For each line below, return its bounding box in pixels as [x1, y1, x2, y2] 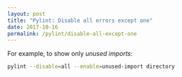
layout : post [7, 10, 46, 18]
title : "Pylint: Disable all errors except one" [7, 17, 153, 24]
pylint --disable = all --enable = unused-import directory [7, 63, 175, 71]
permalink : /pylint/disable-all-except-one [7, 30, 138, 37]
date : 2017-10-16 [7, 23, 59, 30]
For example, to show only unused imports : [7, 49, 133, 58]
